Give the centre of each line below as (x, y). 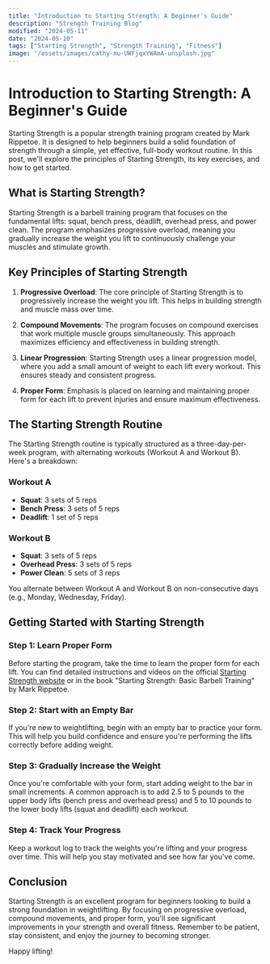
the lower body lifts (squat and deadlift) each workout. (99, 809)
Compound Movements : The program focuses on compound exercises (139, 325)
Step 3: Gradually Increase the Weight (84, 766)
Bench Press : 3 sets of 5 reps (70, 508)
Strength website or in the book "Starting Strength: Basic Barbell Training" (132, 680)
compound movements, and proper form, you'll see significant (112, 919)
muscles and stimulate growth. (59, 247)
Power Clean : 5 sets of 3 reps (70, 572)
